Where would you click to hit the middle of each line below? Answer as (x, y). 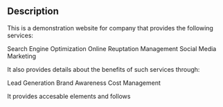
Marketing (22, 56)
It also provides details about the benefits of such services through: (104, 69)
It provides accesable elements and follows (69, 96)
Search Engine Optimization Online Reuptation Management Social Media (112, 48)
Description (33, 11)
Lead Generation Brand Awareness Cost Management (84, 83)
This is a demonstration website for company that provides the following (110, 28)
